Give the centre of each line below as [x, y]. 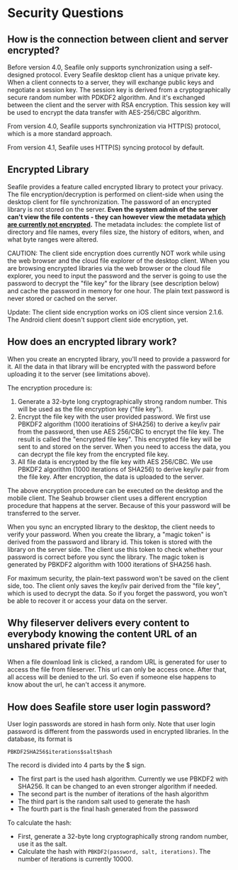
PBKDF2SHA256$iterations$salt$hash [60, 752]
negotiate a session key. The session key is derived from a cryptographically [119, 90]
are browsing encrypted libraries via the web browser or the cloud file [109, 268]
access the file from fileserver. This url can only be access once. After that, [117, 670]
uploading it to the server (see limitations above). [79, 374]
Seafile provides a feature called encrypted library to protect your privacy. [115, 186]
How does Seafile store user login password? [109, 707]
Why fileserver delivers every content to [98, 623]
